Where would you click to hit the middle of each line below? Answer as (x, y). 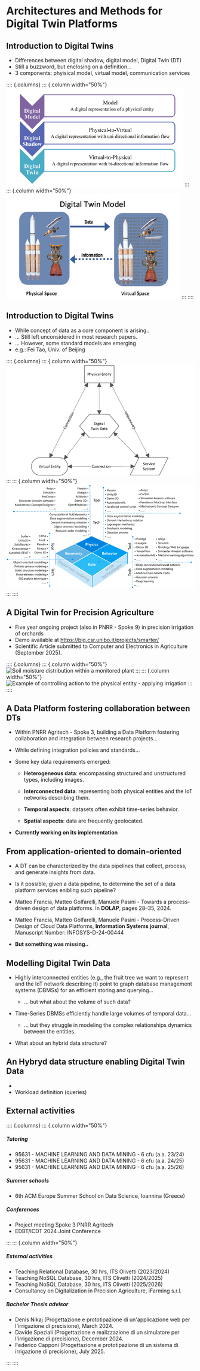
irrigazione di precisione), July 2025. (60, 1351)
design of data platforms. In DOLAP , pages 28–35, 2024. (102, 908)
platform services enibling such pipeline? (65, 890)
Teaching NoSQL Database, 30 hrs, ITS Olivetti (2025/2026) (89, 1284)
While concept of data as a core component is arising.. (82, 330)
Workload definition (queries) (51, 1092)
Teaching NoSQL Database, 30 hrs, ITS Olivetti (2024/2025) (89, 1277)
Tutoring (17, 1139)
